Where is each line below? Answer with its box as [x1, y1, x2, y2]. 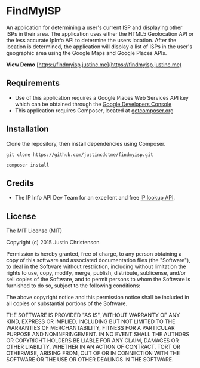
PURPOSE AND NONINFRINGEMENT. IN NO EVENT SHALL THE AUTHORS [6, 330, 190, 338]
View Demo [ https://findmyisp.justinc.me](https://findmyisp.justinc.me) [6, 61, 182, 68]
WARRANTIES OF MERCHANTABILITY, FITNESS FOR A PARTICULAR [6, 324, 175, 332]
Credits [6, 178, 35, 188]
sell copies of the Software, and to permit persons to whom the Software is [6, 276, 191, 283]
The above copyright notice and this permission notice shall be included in [6, 294, 189, 301]
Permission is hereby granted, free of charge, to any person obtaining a [6, 250, 182, 257]
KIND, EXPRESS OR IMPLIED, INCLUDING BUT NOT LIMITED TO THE [6, 318, 176, 325]
